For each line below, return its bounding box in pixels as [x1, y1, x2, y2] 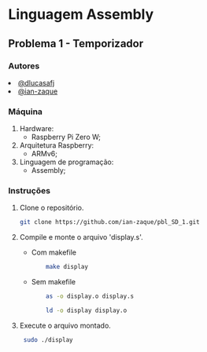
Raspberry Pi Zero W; [31, 132, 101, 142]
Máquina [8, 106, 43, 117]
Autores [8, 60, 40, 71]
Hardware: [19, 124, 54, 134]
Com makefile [31, 247, 77, 257]
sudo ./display [23, 335, 73, 343]
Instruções [8, 185, 51, 196]
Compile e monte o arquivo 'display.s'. [19, 233, 143, 242]
